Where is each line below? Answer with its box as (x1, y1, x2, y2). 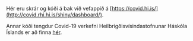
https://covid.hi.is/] (112, 5, 159, 12)
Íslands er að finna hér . (6, 29, 62, 36)
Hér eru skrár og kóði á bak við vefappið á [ (6, 5, 112, 12)
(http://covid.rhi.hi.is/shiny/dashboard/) (6, 11, 103, 18)
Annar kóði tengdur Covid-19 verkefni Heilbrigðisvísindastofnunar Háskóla (6, 23, 188, 29)
